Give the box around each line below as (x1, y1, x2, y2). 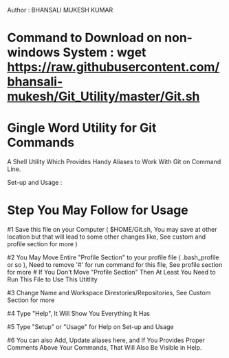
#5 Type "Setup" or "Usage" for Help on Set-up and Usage (7, 323, 174, 331)
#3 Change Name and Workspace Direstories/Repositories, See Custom (7, 289, 211, 297)
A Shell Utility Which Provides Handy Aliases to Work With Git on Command (7, 158, 221, 166)
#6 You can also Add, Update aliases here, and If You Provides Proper (7, 336, 205, 344)
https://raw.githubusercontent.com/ (7, 59, 220, 75)
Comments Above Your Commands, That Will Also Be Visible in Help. (7, 344, 202, 352)
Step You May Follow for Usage (7, 203, 189, 218)
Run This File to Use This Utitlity (7, 275, 98, 284)
